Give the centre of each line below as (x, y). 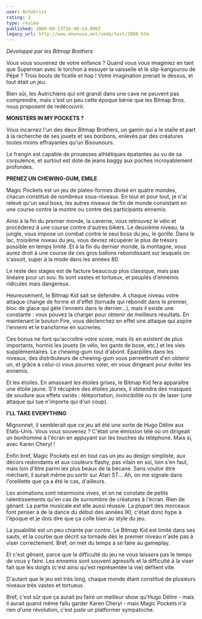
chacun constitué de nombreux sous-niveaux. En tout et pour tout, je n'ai (97, 197)
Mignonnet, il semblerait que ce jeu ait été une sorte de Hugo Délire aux (95, 425)
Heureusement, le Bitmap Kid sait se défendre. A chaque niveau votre (93, 296)
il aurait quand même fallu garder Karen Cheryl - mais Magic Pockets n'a (96, 603)
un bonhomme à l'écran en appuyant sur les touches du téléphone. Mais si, (99, 438)
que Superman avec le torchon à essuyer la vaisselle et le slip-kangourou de (101, 69)
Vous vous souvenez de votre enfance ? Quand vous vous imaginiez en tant (100, 63)
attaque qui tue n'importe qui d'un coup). (57, 402)
